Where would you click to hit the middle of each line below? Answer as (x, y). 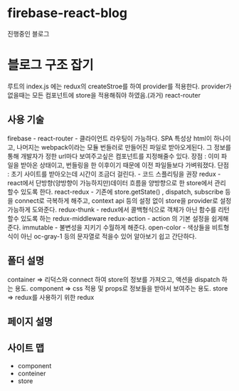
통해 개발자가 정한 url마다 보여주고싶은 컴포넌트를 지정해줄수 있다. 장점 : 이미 (113, 156)
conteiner (32, 373)
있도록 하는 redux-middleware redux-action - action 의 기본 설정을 (115, 218)
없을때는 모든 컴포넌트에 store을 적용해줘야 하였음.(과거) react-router (104, 95)
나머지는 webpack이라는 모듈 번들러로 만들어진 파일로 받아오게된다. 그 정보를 (124, 147)
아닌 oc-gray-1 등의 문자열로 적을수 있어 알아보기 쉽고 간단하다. (108, 236)
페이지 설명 (30, 322)
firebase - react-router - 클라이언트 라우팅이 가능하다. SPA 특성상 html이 (110, 138)
